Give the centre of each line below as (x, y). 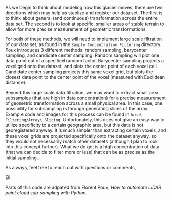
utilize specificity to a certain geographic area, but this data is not (74, 125)
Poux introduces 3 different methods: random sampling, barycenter (76, 50)
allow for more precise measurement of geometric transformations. (76, 29)
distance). (16, 82)
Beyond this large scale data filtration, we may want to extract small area (82, 92)
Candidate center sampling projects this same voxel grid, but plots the (79, 72)
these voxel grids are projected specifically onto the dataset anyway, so (81, 136)
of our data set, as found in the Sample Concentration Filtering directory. (83, 44)
